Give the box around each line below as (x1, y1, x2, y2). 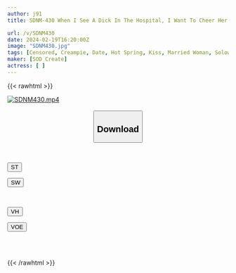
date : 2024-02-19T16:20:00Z (7, 36, 90, 43)
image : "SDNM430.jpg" (7, 43, 71, 50)
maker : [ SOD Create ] (7, 56, 68, 63)
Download (97, 124, 139, 134)
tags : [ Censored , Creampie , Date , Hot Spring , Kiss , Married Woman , (7, 49, 212, 56)
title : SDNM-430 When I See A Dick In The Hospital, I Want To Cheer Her (7, 17, 228, 24)
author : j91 (7, 10, 42, 18)
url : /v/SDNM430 (7, 30, 55, 37)
